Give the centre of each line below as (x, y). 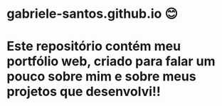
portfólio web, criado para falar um (111, 62)
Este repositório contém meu (94, 47)
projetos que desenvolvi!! (84, 92)
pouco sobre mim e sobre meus (101, 76)
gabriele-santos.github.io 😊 (92, 14)
